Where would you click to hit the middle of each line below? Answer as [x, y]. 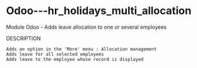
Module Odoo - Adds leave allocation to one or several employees [86, 27]
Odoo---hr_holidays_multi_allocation [99, 11]
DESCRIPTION [24, 38]
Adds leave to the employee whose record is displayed [75, 59]
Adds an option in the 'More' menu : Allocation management [82, 49]
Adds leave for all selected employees [55, 54]
